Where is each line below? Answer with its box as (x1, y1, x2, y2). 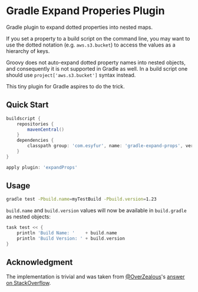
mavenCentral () (27, 127, 65, 132)
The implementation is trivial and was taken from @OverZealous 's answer (6, 273, 185, 280)
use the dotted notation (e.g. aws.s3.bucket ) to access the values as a (6, 41, 176, 48)
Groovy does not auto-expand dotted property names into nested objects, (6, 59, 186, 66)
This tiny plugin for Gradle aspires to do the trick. (6, 82, 125, 89)
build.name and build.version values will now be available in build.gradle (6, 207, 187, 214)
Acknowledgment (6, 257, 73, 267)
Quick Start (6, 100, 49, 110)
